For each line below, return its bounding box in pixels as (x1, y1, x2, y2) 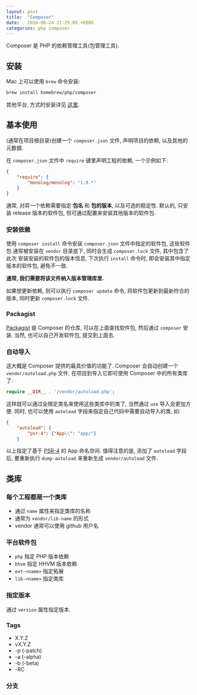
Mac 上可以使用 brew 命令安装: (6, 78, 80, 85)
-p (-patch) (14, 647, 43, 654)
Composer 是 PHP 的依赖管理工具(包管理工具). (6, 42, 120, 49)
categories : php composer (6, 25, 70, 31)
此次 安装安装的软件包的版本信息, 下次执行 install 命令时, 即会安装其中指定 (6, 255, 190, 262)
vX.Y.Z (14, 641, 31, 648)
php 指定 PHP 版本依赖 (14, 553, 69, 560)
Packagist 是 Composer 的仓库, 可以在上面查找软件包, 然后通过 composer (6, 324, 182, 331)
